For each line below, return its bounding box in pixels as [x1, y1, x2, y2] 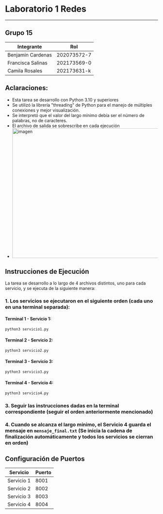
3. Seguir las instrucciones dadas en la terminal [5, 402, 119, 409]
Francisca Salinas [7, 59, 48, 66]
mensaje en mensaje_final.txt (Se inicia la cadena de [5, 427, 132, 434]
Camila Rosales [7, 67, 43, 74]
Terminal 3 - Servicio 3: [5, 359, 53, 364]
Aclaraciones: [5, 84, 49, 92]
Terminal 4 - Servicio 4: [5, 380, 54, 386]
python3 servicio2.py [5, 348, 49, 353]
